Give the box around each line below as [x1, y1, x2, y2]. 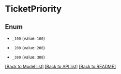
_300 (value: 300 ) [12, 54, 45, 60]
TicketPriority [5, 3, 62, 15]
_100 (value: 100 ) [12, 35, 45, 41]
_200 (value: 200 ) [12, 45, 45, 50]
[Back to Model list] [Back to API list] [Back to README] [5, 64, 116, 69]
